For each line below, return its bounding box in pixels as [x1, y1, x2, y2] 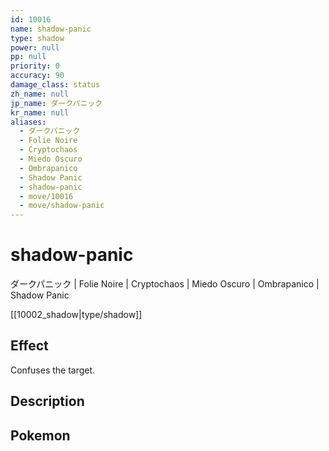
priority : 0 [10, 61, 60, 71]
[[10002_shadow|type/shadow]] [10, 309, 143, 321]
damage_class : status [10, 80, 101, 90]
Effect [10, 337, 49, 355]
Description [10, 393, 85, 410]
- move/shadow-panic [19, 201, 105, 211]
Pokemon [10, 427, 71, 444]
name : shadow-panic [10, 24, 92, 34]
